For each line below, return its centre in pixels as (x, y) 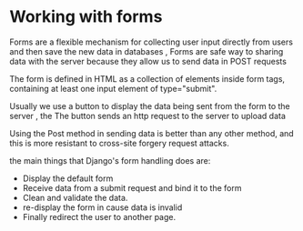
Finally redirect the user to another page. (99, 216)
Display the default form (68, 178)
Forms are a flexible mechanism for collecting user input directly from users (151, 42)
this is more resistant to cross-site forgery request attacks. (119, 143)
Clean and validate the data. (75, 197)
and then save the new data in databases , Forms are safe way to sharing (146, 51)
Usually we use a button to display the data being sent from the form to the (150, 105)
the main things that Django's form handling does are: (110, 160)
